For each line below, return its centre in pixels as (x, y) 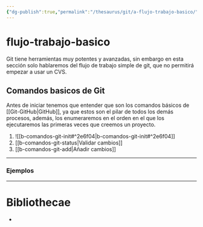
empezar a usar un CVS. (37, 72)
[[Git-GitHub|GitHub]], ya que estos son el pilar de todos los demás (90, 112)
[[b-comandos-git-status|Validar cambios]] (69, 143)
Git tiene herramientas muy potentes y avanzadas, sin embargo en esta (95, 59)
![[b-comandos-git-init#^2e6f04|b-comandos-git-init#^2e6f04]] (95, 137)
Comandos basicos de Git (56, 91)
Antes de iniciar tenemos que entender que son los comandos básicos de (98, 105)
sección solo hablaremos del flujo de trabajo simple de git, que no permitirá (100, 65)
